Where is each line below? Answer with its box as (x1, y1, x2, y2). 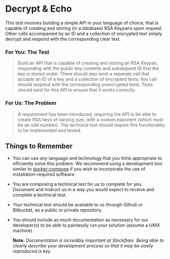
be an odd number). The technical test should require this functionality (17, 122, 165, 128)
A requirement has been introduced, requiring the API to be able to (17, 111, 157, 117)
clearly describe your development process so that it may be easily (12, 243, 153, 249)
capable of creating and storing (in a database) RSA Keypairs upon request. (5, 25, 163, 31)
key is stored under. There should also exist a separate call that (17, 71, 150, 77)
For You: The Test (5, 49, 50, 56)
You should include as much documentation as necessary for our (12, 217, 149, 223)
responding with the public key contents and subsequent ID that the (17, 65, 159, 71)
